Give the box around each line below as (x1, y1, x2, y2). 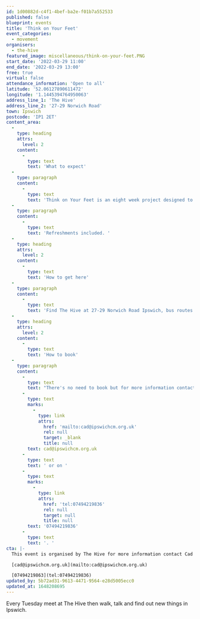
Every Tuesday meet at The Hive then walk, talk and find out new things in (6, 599, 188, 607)
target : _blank (43, 435, 82, 441)
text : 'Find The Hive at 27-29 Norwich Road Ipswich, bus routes (27, 308, 193, 314)
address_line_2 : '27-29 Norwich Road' (6, 102, 102, 109)
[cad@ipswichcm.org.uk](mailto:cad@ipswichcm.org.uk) (11, 562, 148, 568)
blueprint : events (6, 20, 52, 26)
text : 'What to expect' (27, 164, 86, 170)
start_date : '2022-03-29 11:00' (6, 58, 86, 64)
